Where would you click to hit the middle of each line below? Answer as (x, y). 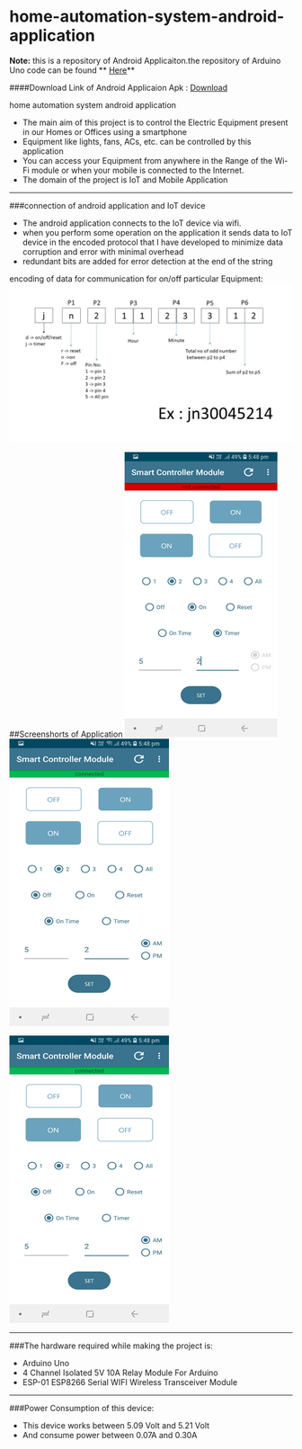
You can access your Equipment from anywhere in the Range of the (147, 160)
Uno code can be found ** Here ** (72, 70)
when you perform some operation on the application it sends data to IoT (157, 232)
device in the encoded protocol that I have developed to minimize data (152, 242)
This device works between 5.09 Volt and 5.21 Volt (115, 1426)
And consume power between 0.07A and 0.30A (110, 1436)
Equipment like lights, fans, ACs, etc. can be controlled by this (137, 141)
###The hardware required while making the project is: (111, 1346)
